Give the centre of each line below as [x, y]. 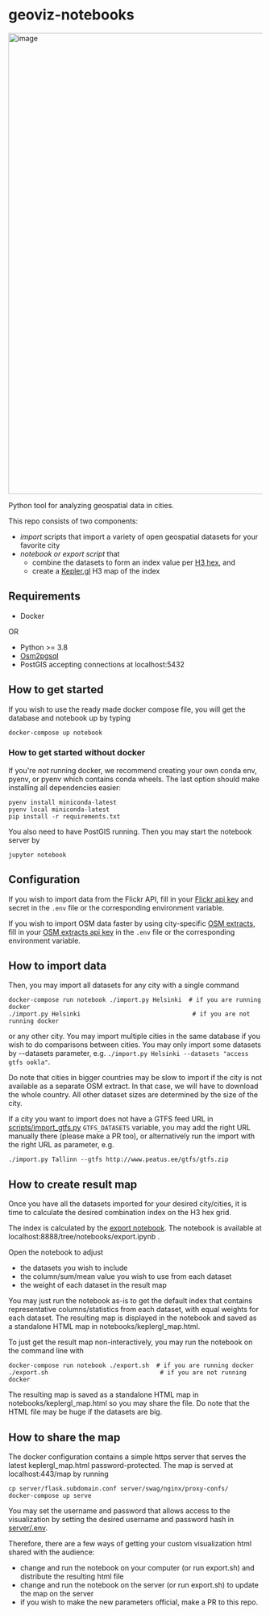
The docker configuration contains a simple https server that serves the [127, 1457]
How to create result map [73, 1184]
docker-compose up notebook [56, 733]
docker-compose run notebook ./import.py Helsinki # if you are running [135, 1000]
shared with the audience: [52, 1552]
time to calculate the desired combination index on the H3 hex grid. [120, 1213]
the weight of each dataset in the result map [93, 1285]
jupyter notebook [37, 855]
